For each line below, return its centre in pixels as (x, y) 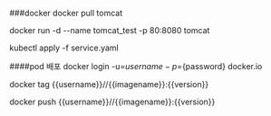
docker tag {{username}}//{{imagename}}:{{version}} (109, 84)
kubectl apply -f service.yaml (64, 48)
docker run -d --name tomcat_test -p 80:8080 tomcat (110, 30)
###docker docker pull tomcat (66, 13)
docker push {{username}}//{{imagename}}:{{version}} (112, 102)
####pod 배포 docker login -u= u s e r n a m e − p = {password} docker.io (136, 66)
